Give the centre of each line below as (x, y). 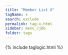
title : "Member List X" (30, 10)
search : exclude (22, 19)
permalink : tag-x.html (29, 24)
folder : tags (19, 33)
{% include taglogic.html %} (34, 47)
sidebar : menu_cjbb (25, 28)
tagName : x (16, 14)
